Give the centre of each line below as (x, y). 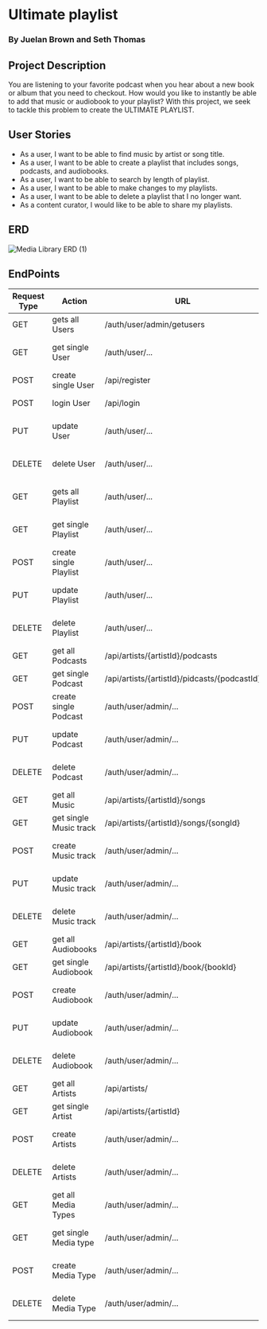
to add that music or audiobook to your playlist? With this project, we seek (130, 101)
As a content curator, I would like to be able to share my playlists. (126, 205)
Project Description (57, 65)
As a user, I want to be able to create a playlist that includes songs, (129, 162)
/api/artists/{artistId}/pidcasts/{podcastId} (183, 679)
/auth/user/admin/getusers (155, 325)
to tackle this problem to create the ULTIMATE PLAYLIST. (101, 110)
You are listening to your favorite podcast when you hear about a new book (131, 84)
